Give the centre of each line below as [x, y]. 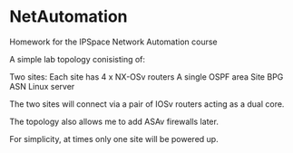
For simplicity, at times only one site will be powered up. [114, 139]
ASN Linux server [42, 86]
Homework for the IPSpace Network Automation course [113, 42]
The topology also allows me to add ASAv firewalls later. [114, 121]
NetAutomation [69, 17]
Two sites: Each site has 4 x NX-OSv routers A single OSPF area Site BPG [146, 76]
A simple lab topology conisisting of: [78, 59]
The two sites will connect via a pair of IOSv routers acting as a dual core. [147, 104]
